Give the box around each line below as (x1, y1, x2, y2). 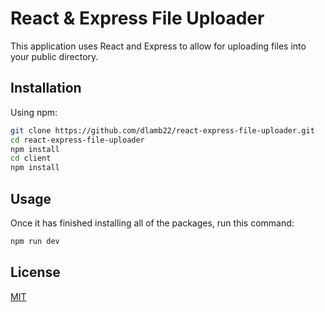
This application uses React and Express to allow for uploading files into (10, 40, 307, 52)
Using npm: (10, 106, 58, 118)
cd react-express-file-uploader (10, 135, 145, 145)
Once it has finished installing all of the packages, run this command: (10, 217, 295, 229)
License (10, 264, 61, 281)
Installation (10, 80, 82, 97)
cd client (10, 153, 52, 164)
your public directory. (10, 50, 99, 62)
